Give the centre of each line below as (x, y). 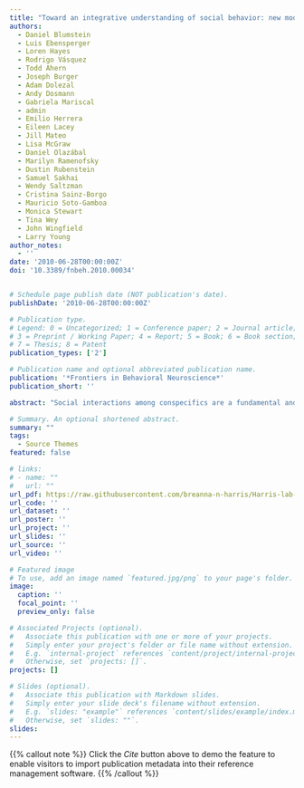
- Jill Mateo (42, 136)
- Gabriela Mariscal (56, 102)
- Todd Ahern (42, 69)
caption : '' (40, 595)
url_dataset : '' (40, 511)
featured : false (40, 453)
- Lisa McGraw (44, 144)
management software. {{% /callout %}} (85, 774)
